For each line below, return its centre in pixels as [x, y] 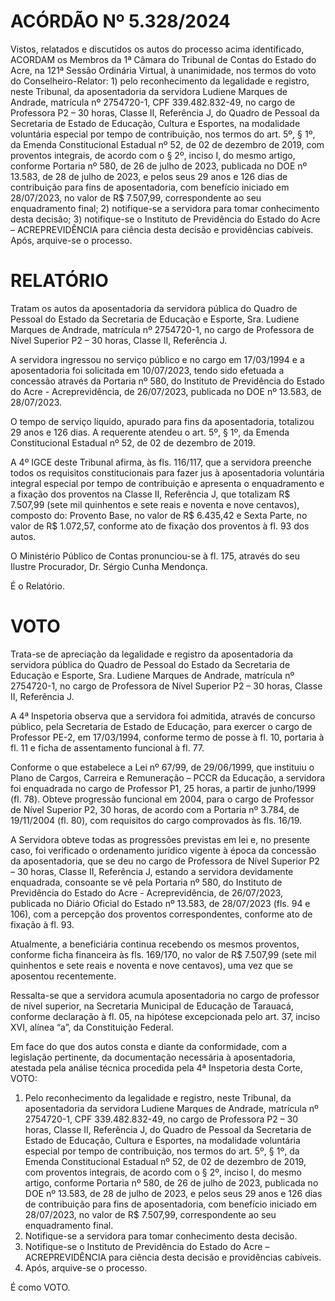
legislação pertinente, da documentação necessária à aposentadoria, [153, 1057]
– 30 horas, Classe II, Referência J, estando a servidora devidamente [152, 871]
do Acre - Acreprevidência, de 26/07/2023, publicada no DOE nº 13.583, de [166, 391]
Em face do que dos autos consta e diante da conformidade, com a [149, 1046]
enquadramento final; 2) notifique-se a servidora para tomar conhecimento [165, 208]
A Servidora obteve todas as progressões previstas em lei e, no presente [160, 839]
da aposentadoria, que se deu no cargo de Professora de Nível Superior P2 [165, 861]
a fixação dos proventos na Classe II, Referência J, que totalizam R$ [150, 494]
